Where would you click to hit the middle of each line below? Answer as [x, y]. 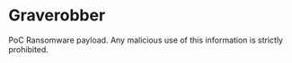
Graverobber [57, 16]
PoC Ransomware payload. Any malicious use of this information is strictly [146, 40]
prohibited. [28, 49]
